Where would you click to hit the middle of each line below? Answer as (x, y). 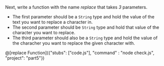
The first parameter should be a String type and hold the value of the (83, 17)
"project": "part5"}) (25, 58)
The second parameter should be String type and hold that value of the (86, 27)
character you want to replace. (44, 33)
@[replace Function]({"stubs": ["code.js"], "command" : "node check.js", (80, 53)
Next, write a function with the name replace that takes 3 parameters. (76, 7)
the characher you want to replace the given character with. (74, 43)
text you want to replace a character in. (52, 22)
